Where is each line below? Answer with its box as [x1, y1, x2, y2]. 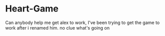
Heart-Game [5, 3, 59, 14]
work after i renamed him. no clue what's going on [5, 24, 110, 30]
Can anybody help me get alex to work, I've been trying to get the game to [5, 19, 160, 25]
